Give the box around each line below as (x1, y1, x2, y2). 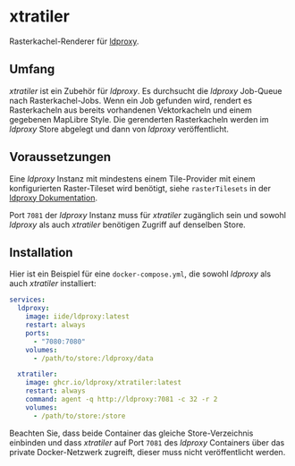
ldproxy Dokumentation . (9, 192, 98, 203)
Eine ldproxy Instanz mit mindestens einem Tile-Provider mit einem (9, 173, 256, 184)
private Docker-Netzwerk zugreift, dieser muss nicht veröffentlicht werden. (9, 446, 286, 457)
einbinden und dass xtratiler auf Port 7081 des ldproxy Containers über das (9, 436, 285, 448)
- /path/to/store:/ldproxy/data (32, 353, 154, 363)
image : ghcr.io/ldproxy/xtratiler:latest (25, 378, 181, 387)
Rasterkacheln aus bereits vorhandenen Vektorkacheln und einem (9, 105, 252, 115)
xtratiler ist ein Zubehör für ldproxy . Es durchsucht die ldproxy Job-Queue (9, 85, 282, 96)
